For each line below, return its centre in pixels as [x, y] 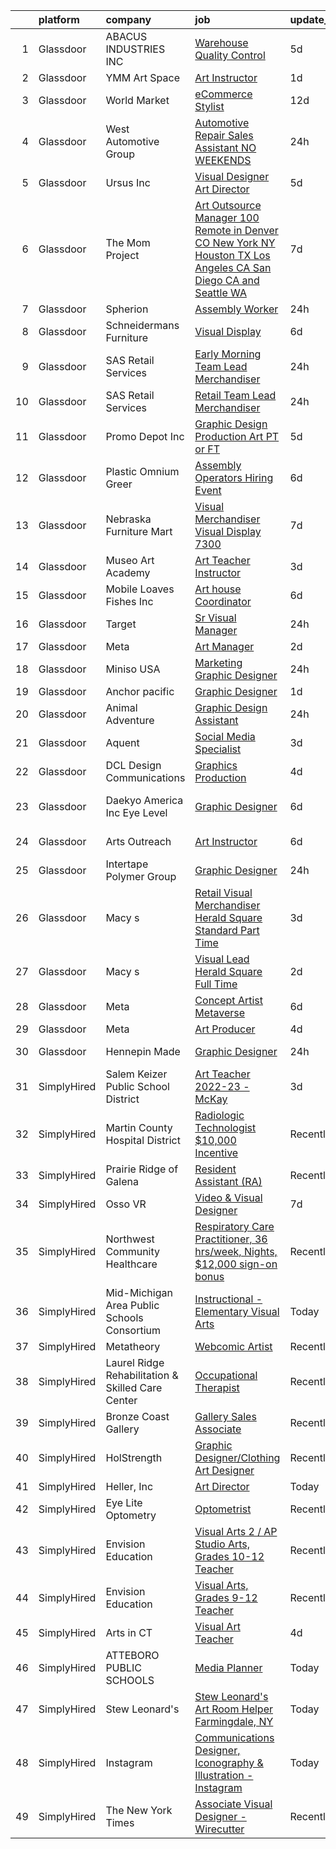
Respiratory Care [234, 1226]
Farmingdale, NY [234, 1721]
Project [122, 255]
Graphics [216, 765]
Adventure [130, 720]
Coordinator [223, 601]
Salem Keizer [136, 1074]
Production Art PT [237, 436]
